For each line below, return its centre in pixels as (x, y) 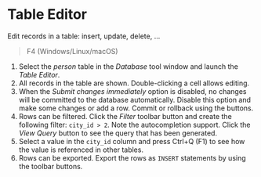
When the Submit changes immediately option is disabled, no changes (132, 91)
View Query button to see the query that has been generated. (118, 133)
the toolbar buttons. (51, 166)
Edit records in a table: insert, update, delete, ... (84, 36)
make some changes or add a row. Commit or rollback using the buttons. (136, 108)
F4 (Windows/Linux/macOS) (72, 51)
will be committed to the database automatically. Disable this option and (135, 99)
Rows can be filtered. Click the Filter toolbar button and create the (125, 116)
